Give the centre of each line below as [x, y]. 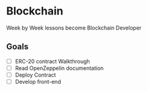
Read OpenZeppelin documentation [59, 68]
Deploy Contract [35, 75]
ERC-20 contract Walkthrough [53, 61]
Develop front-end [38, 81]
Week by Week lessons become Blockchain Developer [74, 28]
